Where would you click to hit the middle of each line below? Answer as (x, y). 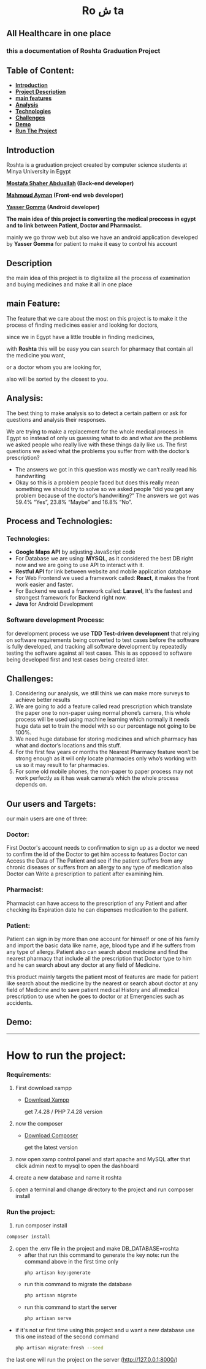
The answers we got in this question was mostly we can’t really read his (106, 469)
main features (33, 98)
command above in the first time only (71, 1261)
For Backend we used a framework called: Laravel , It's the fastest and (104, 591)
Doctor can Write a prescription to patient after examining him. (85, 874)
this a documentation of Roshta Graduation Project (83, 51)
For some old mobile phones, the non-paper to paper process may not (104, 772)
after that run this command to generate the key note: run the (101, 1255)
